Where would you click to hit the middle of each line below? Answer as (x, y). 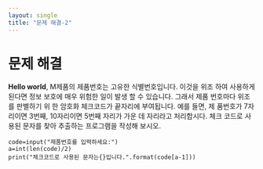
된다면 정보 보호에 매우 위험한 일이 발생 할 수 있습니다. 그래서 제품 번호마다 (122, 97)
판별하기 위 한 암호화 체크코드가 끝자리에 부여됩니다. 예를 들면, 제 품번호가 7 (132, 106)
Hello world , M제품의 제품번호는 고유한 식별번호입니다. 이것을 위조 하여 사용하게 (131, 87)
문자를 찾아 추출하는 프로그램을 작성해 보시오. (92, 126)
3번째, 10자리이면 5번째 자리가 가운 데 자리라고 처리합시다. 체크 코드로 (136, 116)
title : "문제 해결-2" (40, 23)
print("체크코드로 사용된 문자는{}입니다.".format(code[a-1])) (102, 157)
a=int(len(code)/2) (40, 149)
